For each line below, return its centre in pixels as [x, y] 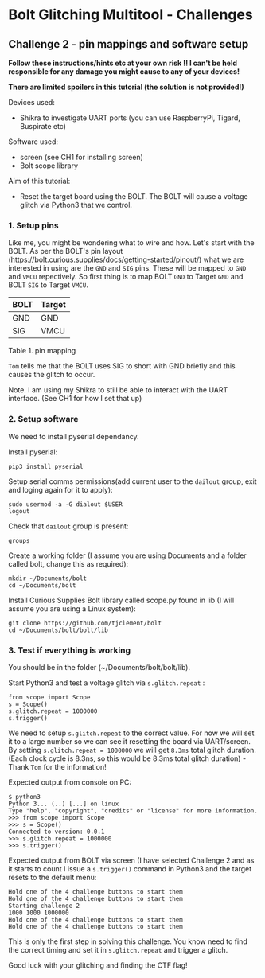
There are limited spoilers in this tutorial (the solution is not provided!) [126, 87]
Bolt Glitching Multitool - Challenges [131, 15]
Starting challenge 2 [44, 906]
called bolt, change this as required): [68, 563]
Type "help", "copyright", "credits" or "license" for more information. [133, 810]
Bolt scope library [49, 166]
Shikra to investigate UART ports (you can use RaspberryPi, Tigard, [130, 118]
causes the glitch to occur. [52, 375]
